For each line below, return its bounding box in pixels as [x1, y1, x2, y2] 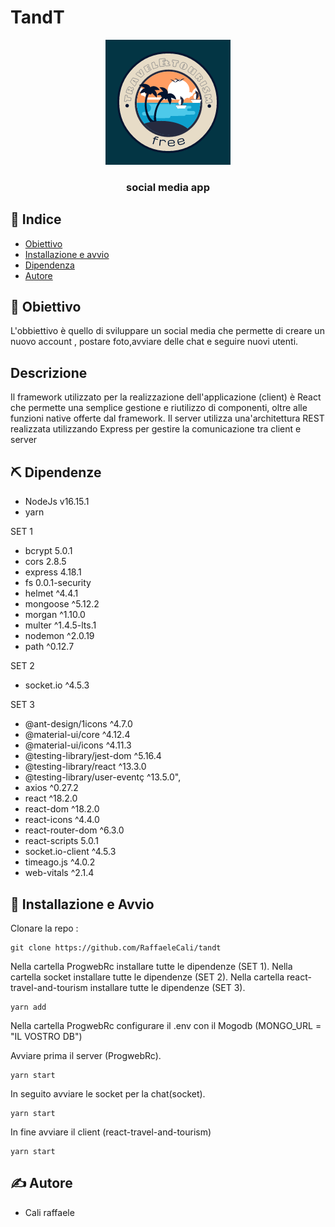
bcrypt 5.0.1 [24, 545, 73, 557]
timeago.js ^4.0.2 [24, 856, 96, 868]
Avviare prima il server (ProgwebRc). [10, 1049, 162, 1061]
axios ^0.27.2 [24, 782, 79, 794]
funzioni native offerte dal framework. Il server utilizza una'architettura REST [10, 412, 325, 425]
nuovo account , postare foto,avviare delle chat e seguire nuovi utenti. [10, 336, 299, 348]
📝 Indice [10, 211, 62, 228]
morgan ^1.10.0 [24, 609, 86, 621]
